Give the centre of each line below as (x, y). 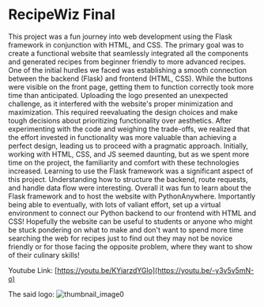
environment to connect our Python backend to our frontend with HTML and (132, 213)
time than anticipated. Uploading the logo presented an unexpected (118, 95)
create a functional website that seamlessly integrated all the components (128, 53)
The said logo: (32, 294)
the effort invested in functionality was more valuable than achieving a (123, 137)
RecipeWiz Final (62, 15)
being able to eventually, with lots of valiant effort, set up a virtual (115, 204)
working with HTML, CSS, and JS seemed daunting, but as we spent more (129, 154)
